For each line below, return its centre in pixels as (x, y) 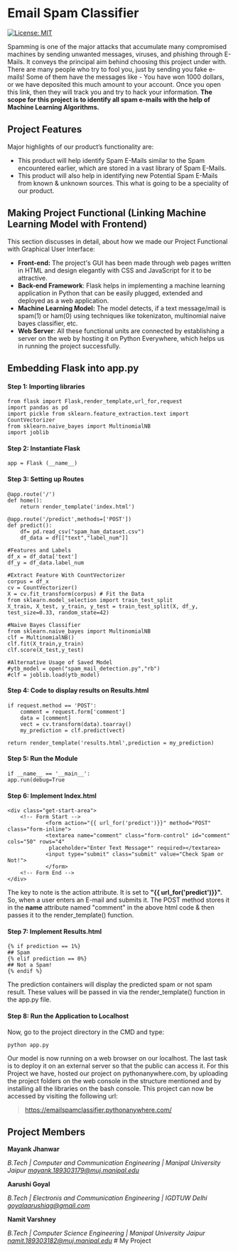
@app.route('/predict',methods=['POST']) (70, 519)
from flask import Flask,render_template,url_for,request (95, 401)
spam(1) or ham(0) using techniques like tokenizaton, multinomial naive (121, 315)
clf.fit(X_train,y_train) (45, 643)
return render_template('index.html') (77, 507)
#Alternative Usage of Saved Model (60, 662)
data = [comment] (46, 718)
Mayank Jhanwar (33, 1149)
